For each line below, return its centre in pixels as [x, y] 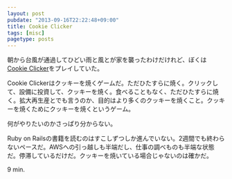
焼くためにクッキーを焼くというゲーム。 [77, 109]
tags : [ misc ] [26, 33]
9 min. [16, 169]
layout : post [26, 13]
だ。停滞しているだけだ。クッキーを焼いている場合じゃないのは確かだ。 [110, 156]
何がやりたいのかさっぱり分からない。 [62, 124]
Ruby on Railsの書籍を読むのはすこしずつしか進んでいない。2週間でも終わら [116, 138]
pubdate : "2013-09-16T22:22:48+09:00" [63, 20]
